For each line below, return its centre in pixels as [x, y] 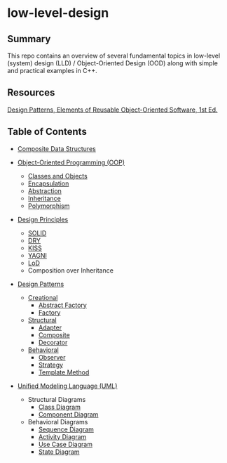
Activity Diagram [62, 436]
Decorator [53, 342]
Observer [52, 357]
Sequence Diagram [66, 429]
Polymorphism [49, 206]
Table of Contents [47, 132]
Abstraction [44, 190]
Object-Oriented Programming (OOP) [71, 162]
